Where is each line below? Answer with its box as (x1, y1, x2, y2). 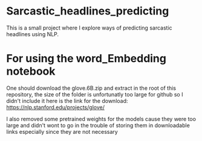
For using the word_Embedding (6, 52, 166, 66)
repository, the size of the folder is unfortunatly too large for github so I (6, 90, 183, 98)
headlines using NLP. (6, 30, 59, 37)
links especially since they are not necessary (6, 128, 118, 135)
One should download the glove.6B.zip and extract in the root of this (6, 84, 177, 92)
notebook (6, 64, 56, 78)
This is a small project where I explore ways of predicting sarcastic (6, 24, 172, 31)
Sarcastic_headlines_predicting (6, 4, 169, 18)
